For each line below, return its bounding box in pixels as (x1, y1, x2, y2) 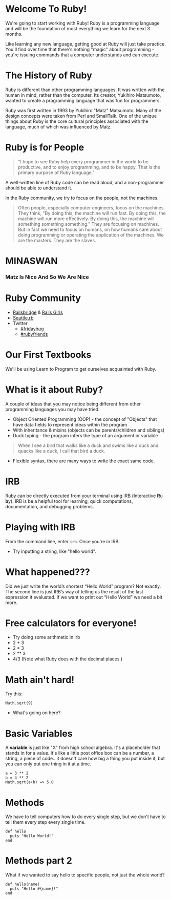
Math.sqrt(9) (5, 701, 33, 706)
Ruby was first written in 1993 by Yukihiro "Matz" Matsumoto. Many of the (5, 107, 161, 113)
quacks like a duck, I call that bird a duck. (17, 447, 105, 454)
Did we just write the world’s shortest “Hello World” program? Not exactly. (5, 583, 161, 589)
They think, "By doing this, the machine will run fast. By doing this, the (17, 210, 166, 216)
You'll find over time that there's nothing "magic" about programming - (5, 46, 155, 52)
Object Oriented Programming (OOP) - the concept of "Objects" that (12, 416, 157, 422)
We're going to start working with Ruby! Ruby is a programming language (5, 20, 160, 26)
